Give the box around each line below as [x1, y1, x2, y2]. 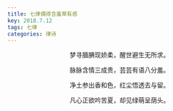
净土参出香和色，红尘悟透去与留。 [70, 81, 169, 90]
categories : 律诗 [7, 30, 57, 38]
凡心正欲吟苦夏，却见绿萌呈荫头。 [70, 96, 169, 105]
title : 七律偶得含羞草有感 [7, 10, 78, 18]
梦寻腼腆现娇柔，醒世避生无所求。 [70, 51, 169, 59]
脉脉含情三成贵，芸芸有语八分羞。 [70, 65, 169, 75]
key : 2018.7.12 [7, 17, 53, 24]
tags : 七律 [7, 23, 38, 31]
